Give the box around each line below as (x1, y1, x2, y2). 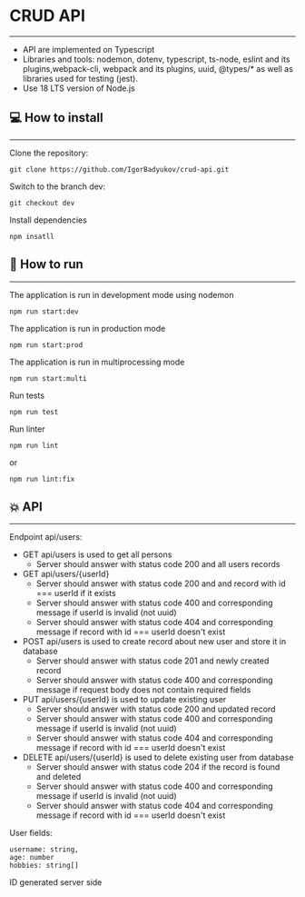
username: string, (9, 845, 79, 854)
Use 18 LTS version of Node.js (22, 83, 135, 94)
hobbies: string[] (9, 861, 79, 871)
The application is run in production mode (9, 323, 166, 334)
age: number (9, 853, 54, 862)
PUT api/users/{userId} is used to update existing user (22, 694, 227, 705)
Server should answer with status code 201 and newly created (35, 655, 270, 666)
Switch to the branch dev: (9, 181, 106, 192)
